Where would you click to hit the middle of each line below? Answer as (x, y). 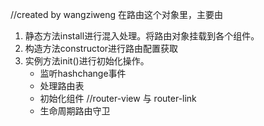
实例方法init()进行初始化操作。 (87, 61)
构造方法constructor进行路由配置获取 (101, 48)
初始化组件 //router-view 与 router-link (118, 98)
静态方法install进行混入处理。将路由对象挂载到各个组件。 (142, 36)
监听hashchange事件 (83, 73)
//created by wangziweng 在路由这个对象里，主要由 (116, 14)
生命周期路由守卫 (75, 111)
